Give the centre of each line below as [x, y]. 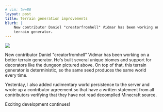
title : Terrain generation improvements [47, 18]
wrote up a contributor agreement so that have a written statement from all [80, 90]
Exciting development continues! [38, 104]
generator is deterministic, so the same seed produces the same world [76, 70]
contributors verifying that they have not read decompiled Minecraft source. [81, 95]
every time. [16, 75]
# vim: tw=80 [18, 9]
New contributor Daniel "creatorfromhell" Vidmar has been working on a [77, 55]
